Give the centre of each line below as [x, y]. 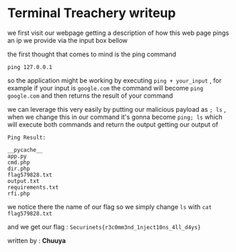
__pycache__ [25, 150]
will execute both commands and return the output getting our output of [113, 124]
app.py [17, 156]
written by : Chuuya [37, 241]
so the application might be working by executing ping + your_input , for [115, 80]
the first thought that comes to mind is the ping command [92, 54]
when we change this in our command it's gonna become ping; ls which [115, 117]
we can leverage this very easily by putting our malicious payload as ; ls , [117, 109]
